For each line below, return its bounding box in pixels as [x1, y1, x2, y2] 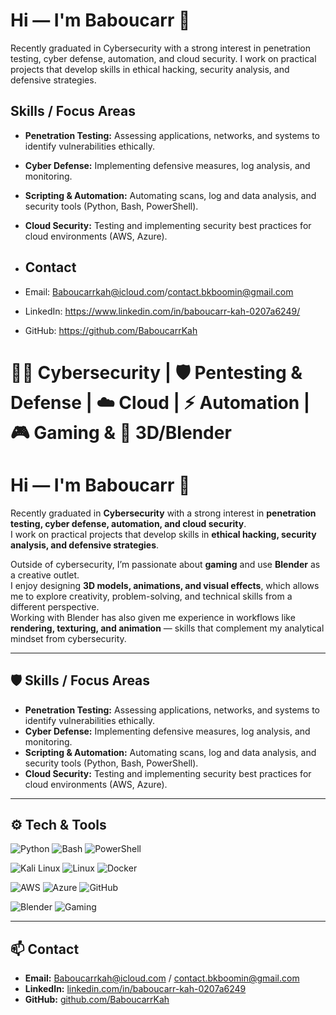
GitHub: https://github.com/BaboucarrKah [24, 324, 198, 336]
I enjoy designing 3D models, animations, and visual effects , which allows [10, 579, 320, 591]
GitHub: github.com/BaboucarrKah [24, 994, 170, 1006]
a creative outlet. [10, 569, 80, 581]
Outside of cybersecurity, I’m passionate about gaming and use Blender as [10, 558, 321, 570]
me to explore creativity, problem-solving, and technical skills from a [10, 590, 293, 602]
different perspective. [10, 600, 100, 613]
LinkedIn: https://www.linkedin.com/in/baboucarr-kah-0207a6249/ [24, 305, 301, 317]
